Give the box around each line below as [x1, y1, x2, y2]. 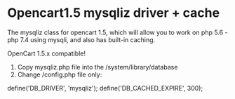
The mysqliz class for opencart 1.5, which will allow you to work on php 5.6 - [7, 28, 228, 37]
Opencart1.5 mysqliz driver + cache [7, 5, 220, 21]
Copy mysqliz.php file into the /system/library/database [17, 62, 178, 71]
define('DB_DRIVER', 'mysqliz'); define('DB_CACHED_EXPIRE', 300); [7, 84, 203, 92]
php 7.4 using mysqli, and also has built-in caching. [7, 35, 156, 44]
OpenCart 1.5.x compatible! [7, 49, 86, 58]
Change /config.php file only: [17, 70, 102, 79]
